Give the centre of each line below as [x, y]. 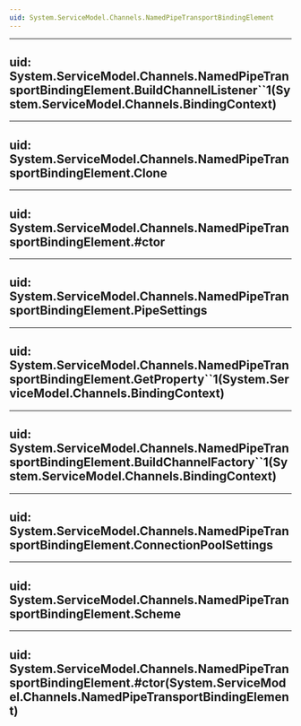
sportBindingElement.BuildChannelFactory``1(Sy [149, 462]
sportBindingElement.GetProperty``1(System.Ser [149, 380]
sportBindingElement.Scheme [95, 614]
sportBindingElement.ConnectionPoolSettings [141, 544]
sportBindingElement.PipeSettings [108, 311]
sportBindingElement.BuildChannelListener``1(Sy [150, 91]
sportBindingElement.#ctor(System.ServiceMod [148, 683]
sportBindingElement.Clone [88, 173]
